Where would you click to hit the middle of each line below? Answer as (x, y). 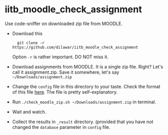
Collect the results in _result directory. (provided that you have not (83, 122)
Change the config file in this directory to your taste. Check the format (86, 86)
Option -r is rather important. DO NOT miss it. (60, 57)
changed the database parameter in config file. (61, 127)
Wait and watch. (29, 111)
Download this (27, 33)
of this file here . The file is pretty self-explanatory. (65, 92)
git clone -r (31, 43)
